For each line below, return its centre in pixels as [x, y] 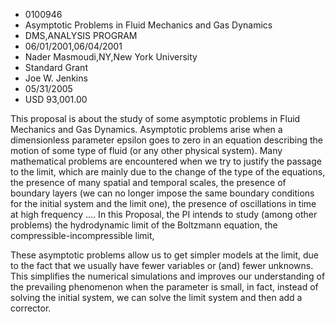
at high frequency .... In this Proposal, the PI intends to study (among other [164, 214]
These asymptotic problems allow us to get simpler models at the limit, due [165, 255]
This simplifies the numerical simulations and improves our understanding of [168, 276]
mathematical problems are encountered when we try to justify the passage [166, 161]
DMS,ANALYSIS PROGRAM [81, 35]
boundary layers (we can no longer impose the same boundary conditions [162, 193]
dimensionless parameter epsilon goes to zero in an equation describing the [166, 140]
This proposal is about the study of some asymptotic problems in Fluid [155, 118]
